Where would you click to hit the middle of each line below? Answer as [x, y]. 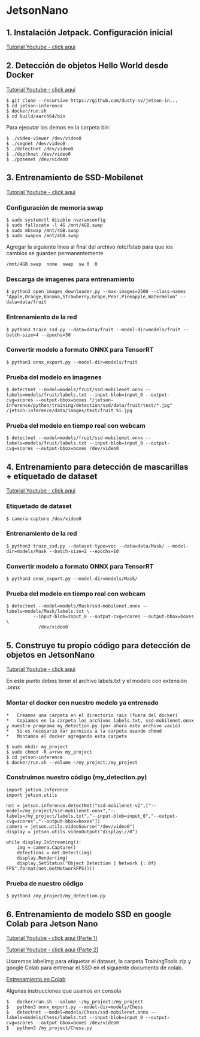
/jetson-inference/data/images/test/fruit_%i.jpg [69, 411]
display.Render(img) [43, 858]
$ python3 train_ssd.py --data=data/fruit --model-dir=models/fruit [93, 329]
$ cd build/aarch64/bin [36, 116]
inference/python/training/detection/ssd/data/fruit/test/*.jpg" [89, 406]
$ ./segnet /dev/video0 [36, 143]
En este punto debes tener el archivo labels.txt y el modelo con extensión [97, 681]
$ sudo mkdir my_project [37, 746]
